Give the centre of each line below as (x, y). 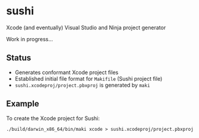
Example (23, 104)
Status (19, 58)
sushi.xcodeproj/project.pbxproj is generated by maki (82, 85)
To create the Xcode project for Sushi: (53, 118)
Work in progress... (30, 39)
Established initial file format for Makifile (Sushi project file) (88, 78)
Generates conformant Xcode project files (66, 72)
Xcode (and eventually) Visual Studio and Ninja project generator (86, 27)
